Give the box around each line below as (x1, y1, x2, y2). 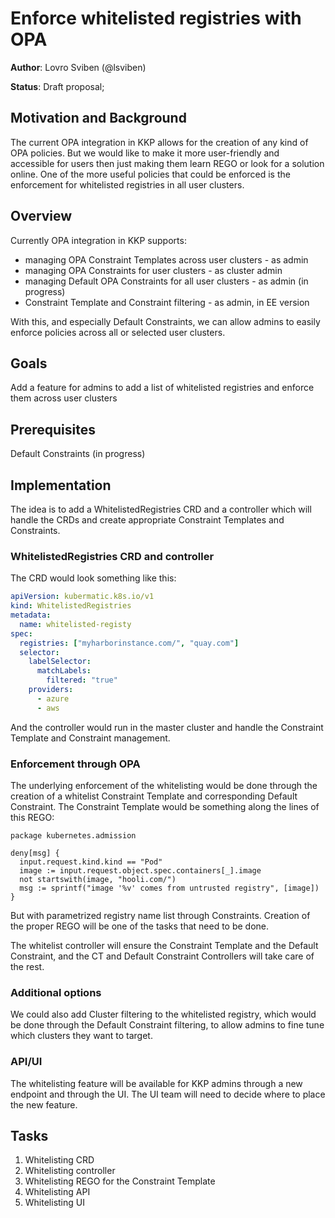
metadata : (10, 610, 52, 621)
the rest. (10, 960, 45, 972)
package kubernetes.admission (10, 830, 137, 841)
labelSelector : (28, 657, 92, 667)
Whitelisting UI (24, 1197, 85, 1209)
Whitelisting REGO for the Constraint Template (24, 1175, 216, 1187)
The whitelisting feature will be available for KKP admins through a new (10, 1077, 303, 1089)
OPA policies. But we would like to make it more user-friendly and (10, 147, 280, 159)
